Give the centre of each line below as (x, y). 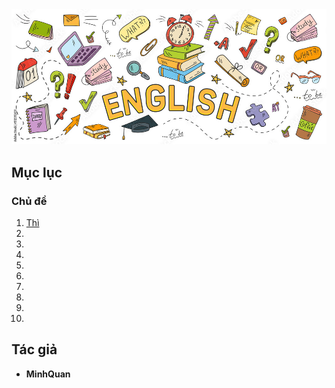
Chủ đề (29, 201)
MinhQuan (48, 374)
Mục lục (37, 172)
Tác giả (34, 349)
